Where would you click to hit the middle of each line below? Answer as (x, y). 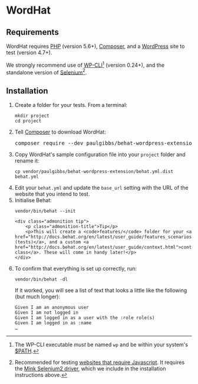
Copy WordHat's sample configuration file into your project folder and (100, 155)
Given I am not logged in (46, 313)
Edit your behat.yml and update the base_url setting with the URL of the (101, 188)
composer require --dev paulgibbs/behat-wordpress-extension (105, 143)
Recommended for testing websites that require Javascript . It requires (100, 362)
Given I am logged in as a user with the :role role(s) (85, 318)
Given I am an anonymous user (52, 308)
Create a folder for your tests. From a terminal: (71, 105)
